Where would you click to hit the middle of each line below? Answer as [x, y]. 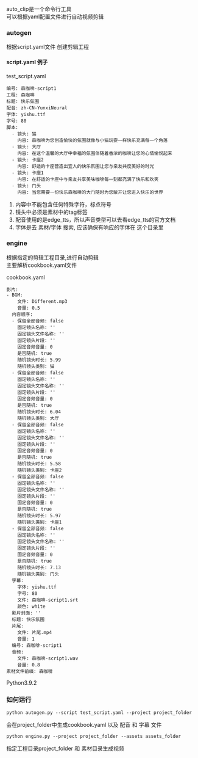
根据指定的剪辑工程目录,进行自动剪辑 [53, 257]
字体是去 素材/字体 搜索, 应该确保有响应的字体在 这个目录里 [89, 227]
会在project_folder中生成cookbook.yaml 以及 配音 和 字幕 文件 [84, 725]
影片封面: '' [27, 613]
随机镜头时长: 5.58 [39, 464]
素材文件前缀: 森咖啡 [30, 671]
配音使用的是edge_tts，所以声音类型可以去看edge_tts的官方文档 [95, 219]
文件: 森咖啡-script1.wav [48, 658]
